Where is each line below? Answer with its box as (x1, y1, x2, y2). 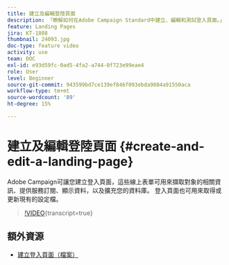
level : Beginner (7, 74, 54, 82)
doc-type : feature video (7, 42, 79, 49)
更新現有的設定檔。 (7, 195, 62, 203)
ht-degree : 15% (7, 101, 51, 108)
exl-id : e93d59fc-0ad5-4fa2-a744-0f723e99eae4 (7, 62, 144, 69)
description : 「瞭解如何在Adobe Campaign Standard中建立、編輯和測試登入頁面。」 (7, 17, 226, 24)
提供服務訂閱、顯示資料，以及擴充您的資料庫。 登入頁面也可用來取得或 (19, 186, 222, 194)
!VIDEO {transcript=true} (24, 209, 94, 217)
